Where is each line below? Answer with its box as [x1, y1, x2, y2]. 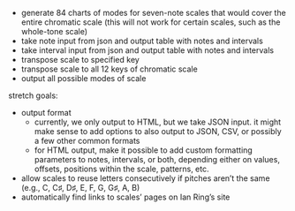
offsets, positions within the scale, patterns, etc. [34, 163, 209, 174]
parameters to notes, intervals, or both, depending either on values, [34, 154, 280, 164]
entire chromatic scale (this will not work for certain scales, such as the [20, 17, 281, 27]
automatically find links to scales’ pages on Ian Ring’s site [20, 192, 231, 202]
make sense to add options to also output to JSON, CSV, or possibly [34, 126, 282, 136]
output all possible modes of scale [20, 73, 147, 83]
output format [20, 108, 72, 117]
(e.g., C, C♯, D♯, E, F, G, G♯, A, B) [20, 183, 140, 192]
